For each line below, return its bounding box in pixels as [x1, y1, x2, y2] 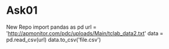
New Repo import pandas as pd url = [6, 23, 97, 30]
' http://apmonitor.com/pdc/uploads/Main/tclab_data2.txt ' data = [6, 29, 164, 36]
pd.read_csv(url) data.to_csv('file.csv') [6, 36, 102, 43]
